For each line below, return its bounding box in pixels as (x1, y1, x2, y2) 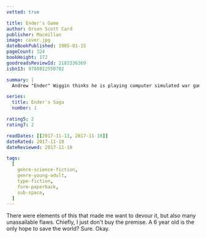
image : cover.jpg (6, 37, 51, 44)
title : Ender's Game (6, 20, 59, 26)
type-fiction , (17, 178, 53, 184)
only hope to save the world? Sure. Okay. (6, 225, 110, 232)
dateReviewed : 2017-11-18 (6, 144, 72, 150)
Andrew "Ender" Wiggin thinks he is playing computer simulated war (12, 82, 191, 89)
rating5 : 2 (6, 116, 34, 122)
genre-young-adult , (17, 172, 67, 178)
